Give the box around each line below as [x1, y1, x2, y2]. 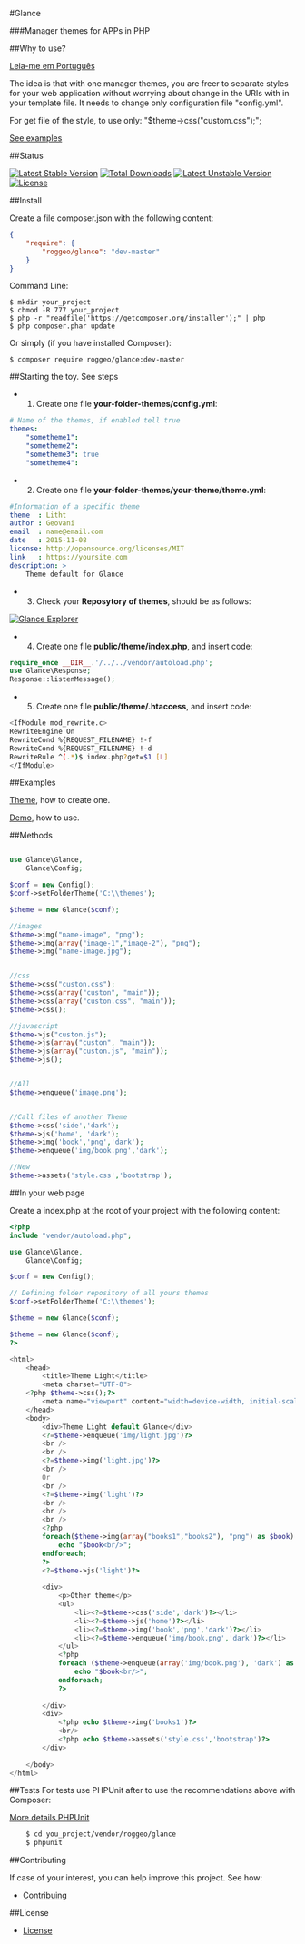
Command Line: [9, 281, 69, 292]
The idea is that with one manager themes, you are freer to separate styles [9, 78, 289, 89]
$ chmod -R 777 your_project [9, 306, 120, 315]
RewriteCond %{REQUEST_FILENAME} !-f [9, 735, 152, 744]
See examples [9, 133, 63, 144]
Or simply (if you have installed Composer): [9, 338, 172, 349]
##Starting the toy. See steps [9, 372, 119, 382]
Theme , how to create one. [9, 795, 111, 806]
